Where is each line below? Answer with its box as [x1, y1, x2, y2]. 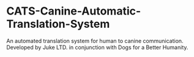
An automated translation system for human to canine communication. [6, 37, 184, 44]
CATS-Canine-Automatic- [6, 4, 141, 18]
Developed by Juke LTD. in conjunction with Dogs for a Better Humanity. [6, 44, 188, 51]
